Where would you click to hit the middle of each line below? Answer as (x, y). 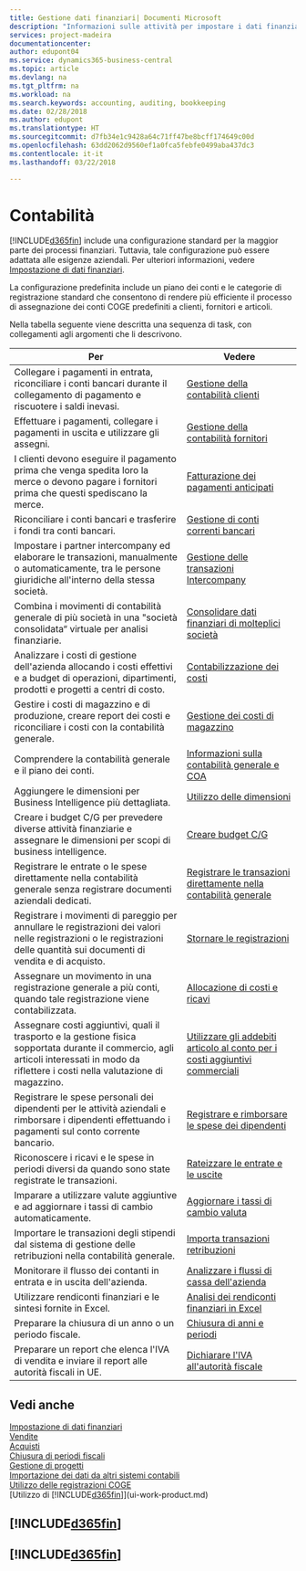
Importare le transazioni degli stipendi (95, 1233)
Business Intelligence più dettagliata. (92, 803)
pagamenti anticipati (230, 488)
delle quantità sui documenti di (80, 950)
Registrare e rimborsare (237, 1114)
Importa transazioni (228, 1239)
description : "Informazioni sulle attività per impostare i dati (136, 26)
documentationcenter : (51, 43)
